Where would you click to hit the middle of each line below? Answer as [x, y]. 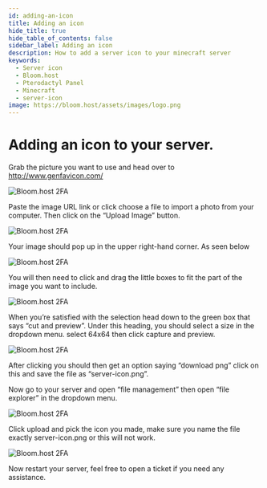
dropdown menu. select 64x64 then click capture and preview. [112, 335]
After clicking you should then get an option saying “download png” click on [133, 365]
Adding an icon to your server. [111, 145]
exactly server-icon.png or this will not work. [82, 437]
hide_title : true [37, 31]
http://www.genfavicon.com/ [56, 176]
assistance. [27, 478]
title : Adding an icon [46, 23]
